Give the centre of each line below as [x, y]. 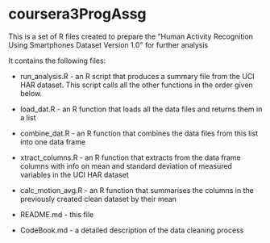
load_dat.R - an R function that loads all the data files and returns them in [141, 109]
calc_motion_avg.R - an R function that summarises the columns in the [137, 190]
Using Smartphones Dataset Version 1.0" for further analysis [108, 44]
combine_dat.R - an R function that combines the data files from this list [139, 133]
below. [31, 93]
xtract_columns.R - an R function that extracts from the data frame [130, 157]
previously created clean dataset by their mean [98, 199]
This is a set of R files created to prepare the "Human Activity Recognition [131, 36]
